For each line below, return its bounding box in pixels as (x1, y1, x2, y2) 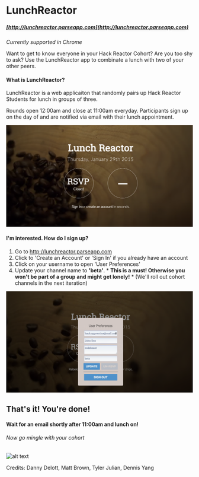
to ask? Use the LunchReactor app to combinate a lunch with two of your (6, 56, 184, 63)
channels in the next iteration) (14, 279, 88, 287)
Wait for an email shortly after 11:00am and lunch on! (6, 421, 139, 428)
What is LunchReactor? (6, 76, 65, 83)
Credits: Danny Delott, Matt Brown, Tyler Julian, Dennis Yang (6, 464, 154, 472)
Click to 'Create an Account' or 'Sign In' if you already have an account (14, 254, 188, 261)
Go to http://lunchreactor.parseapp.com (14, 247, 113, 255)
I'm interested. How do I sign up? (6, 235, 89, 242)
